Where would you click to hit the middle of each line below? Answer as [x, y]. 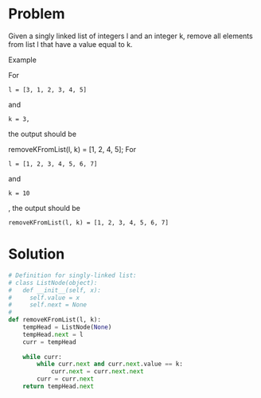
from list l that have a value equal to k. [70, 44]
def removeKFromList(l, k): [55, 320]
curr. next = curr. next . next [97, 372]
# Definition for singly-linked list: [72, 275]
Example [23, 60]
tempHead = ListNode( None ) [67, 327]
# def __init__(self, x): [55, 290]
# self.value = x [44, 298]
